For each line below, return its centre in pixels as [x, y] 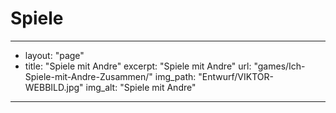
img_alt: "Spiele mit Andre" [141, 87]
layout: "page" [54, 55]
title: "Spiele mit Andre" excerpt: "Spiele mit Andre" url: [138, 66]
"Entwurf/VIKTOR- [236, 76]
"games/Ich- [279, 66]
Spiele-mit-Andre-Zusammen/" [88, 76]
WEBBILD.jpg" [54, 87]
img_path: [175, 76]
